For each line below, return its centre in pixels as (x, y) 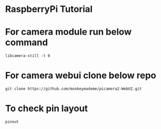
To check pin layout (47, 109)
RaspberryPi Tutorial (49, 9)
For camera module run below (68, 32)
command (27, 43)
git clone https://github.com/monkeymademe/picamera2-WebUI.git (73, 89)
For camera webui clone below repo (81, 75)
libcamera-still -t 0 (28, 56)
